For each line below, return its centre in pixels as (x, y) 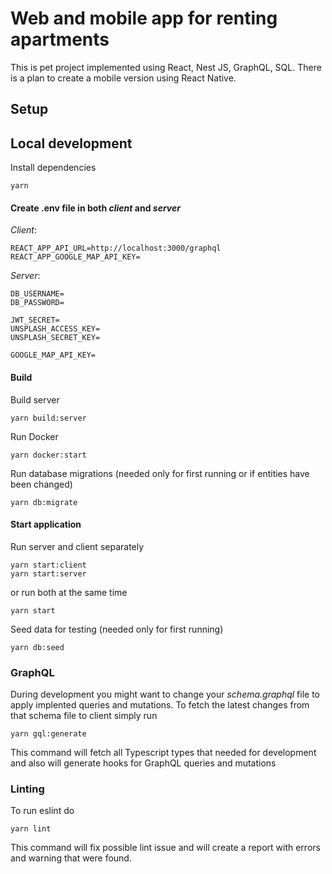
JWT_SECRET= (35, 320)
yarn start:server (48, 573)
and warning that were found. (71, 858)
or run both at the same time (69, 592)
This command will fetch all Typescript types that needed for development (163, 753)
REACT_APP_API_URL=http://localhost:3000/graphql (116, 248)
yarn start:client (48, 565)
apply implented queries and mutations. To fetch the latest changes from (160, 705)
